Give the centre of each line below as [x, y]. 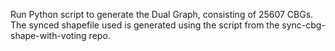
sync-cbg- [303, 25]
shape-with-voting [48, 35]
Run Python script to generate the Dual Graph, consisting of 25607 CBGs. [162, 14]
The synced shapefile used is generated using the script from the [145, 25]
